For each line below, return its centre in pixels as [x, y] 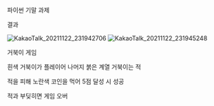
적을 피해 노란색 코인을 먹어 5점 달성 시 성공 [66, 81]
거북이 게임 [22, 52]
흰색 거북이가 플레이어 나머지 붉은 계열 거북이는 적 [74, 67]
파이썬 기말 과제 [29, 10]
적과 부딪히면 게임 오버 [38, 96]
